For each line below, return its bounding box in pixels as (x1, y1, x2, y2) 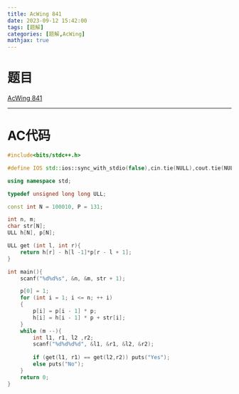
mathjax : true (7, 37, 50, 44)
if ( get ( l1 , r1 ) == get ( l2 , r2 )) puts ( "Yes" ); (33, 354, 171, 361)
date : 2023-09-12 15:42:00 (7, 17, 87, 24)
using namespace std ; (7, 177, 72, 185)
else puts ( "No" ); (33, 361, 84, 368)
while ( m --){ (20, 327, 62, 335)
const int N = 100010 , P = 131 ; (7, 203, 103, 210)
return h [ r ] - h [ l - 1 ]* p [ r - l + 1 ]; (20, 249, 132, 256)
